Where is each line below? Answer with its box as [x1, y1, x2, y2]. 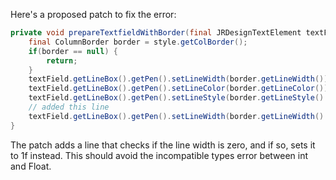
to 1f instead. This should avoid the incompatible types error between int [10, 149, 309, 161]
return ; [46, 55, 78, 66]
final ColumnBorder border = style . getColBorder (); [28, 37, 248, 47]
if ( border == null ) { [28, 46, 118, 56]
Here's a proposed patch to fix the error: [10, 9, 177, 20]
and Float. [10, 160, 52, 172]
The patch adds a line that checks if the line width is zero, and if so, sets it [10, 139, 316, 151]
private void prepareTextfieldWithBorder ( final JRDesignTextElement [10, 28, 302, 38]
